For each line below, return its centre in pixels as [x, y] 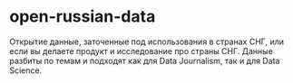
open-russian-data [83, 17]
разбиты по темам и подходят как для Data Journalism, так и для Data [145, 60]
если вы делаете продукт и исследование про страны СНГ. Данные [142, 51]
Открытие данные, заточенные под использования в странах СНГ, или [146, 41]
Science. [26, 70]
